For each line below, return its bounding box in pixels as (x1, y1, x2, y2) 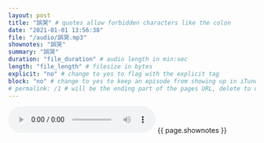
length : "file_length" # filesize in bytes (8, 63, 153, 71)
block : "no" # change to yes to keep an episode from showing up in (8, 77, 237, 85)
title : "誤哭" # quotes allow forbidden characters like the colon (8, 19, 232, 27)
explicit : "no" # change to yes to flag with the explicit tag (8, 70, 220, 78)
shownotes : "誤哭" (8, 41, 66, 49)
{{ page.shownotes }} (156, 126, 227, 135)
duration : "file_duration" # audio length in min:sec (8, 56, 189, 64)
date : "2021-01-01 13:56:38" (8, 26, 104, 34)
